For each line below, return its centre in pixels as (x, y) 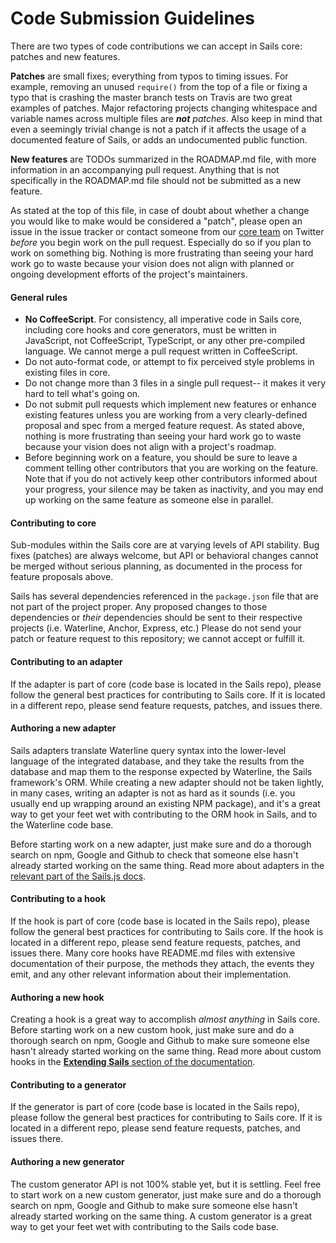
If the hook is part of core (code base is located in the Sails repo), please (160, 921)
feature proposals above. (62, 577)
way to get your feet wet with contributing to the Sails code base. (145, 1226)
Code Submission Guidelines (132, 18)
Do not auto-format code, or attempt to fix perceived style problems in (169, 362)
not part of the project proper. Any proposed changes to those (139, 607)
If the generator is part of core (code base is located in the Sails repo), (155, 1107)
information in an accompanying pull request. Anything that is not (145, 169)
